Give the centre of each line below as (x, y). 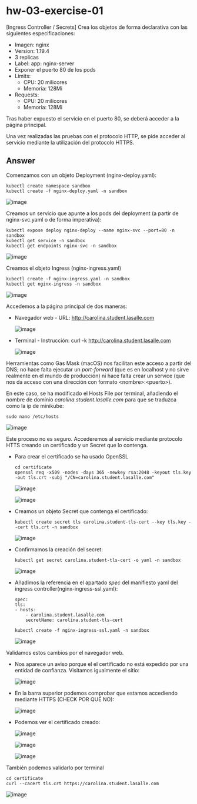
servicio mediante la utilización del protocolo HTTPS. (70, 142)
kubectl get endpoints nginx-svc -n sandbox (61, 246)
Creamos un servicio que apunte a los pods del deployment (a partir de (93, 213)
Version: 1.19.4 (32, 51)
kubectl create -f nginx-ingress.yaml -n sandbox (68, 279)
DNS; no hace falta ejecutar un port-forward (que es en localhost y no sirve (98, 369)
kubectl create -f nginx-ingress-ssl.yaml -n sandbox (82, 630)
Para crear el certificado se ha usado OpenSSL (71, 456)
